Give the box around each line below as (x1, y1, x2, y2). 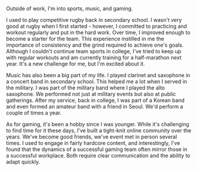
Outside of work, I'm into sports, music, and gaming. (6, 5, 133, 12)
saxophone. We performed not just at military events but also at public (6, 91, 176, 97)
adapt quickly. (6, 159, 41, 165)
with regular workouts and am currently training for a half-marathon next (6, 54, 182, 61)
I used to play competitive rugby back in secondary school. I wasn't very (6, 17, 182, 23)
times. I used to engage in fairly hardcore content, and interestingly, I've (6, 140, 181, 146)
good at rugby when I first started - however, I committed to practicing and (6, 23, 187, 29)
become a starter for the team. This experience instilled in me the (6, 35, 165, 42)
